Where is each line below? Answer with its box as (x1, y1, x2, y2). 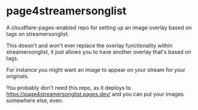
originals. (6, 72, 29, 80)
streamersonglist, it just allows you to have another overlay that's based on (6, 48, 191, 55)
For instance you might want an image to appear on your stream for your (6, 66, 186, 73)
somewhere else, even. (6, 97, 64, 104)
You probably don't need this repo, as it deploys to (6, 84, 131, 91)
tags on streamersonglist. (6, 30, 70, 37)
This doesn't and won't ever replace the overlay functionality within (6, 42, 173, 49)
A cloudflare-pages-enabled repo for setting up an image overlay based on (6, 24, 192, 31)
